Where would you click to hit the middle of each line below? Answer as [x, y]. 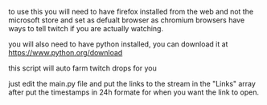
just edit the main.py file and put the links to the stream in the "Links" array [132, 84]
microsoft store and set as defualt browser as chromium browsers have [127, 20]
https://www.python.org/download [66, 52]
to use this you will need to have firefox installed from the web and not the [131, 12]
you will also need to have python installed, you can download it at [118, 44]
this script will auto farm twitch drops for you [82, 68]
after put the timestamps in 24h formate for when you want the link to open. [134, 92]
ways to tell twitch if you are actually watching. [86, 28]
